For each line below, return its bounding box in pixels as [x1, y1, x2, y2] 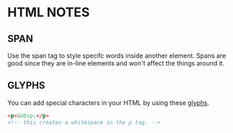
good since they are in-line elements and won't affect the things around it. [7, 59, 224, 68]
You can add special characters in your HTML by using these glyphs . [7, 98, 210, 107]
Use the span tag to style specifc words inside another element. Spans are [7, 51, 227, 60]
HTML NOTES [7, 4, 90, 21]
